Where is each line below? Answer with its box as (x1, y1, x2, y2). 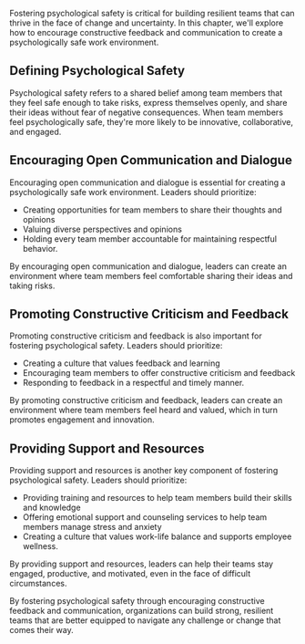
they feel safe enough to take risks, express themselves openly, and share (9, 97, 288, 108)
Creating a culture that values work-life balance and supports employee (22, 531, 292, 542)
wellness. (22, 541, 59, 552)
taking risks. (9, 280, 56, 291)
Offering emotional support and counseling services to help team (22, 512, 268, 523)
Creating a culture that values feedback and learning (22, 358, 220, 369)
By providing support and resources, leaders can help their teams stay (9, 558, 274, 569)
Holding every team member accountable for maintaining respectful (22, 233, 278, 244)
